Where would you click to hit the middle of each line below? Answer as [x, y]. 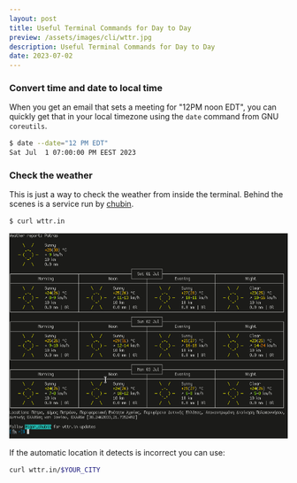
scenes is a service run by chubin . [72, 204]
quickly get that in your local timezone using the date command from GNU [144, 117]
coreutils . [28, 126]
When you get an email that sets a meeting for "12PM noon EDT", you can [143, 107]
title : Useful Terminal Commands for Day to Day [100, 28]
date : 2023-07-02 [41, 56]
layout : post [33, 19]
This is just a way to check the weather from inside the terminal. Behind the [146, 195]
